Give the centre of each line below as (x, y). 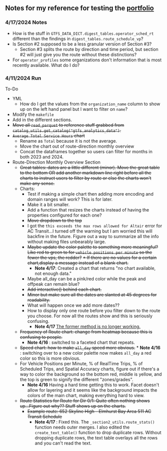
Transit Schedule (45, 417)
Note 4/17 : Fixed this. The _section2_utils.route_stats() (95, 422)
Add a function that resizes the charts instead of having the (88, 210)
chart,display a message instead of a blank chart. (78, 263)
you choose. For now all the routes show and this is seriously (90, 316)
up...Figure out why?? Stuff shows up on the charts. (73, 406)
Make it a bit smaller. (48, 205)
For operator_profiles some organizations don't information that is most (87, 60)
